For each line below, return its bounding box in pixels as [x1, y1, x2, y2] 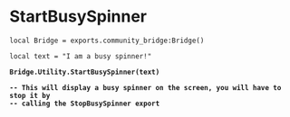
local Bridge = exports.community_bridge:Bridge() [9, 36, 205, 45]
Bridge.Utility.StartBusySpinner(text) [9, 67, 160, 76]
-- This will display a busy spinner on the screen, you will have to [9, 83, 282, 92]
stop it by [9, 91, 51, 100]
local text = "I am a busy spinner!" [9, 51, 152, 60]
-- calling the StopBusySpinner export [9, 99, 160, 108]
